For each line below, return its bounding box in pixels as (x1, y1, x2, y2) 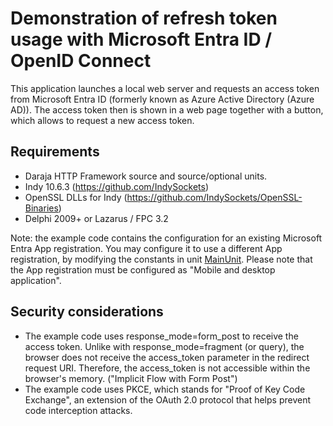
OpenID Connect (10, 50, 152, 72)
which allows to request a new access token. (10, 114, 195, 126)
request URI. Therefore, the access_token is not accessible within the (24, 362, 311, 374)
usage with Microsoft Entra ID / (10, 28, 273, 51)
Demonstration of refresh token (10, 7, 278, 30)
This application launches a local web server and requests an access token (10, 82, 320, 94)
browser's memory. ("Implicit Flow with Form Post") (24, 372, 238, 384)
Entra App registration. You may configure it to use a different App (10, 242, 283, 254)
